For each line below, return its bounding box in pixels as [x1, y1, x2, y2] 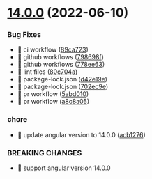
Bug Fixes [7, 30, 42, 40]
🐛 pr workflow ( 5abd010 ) [17, 90, 89, 98]
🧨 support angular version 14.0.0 [17, 164, 111, 172]
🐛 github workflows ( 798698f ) [17, 53, 105, 61]
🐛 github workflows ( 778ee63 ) [17, 61, 105, 69]
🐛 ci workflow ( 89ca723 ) [17, 45, 89, 54]
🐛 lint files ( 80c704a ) [17, 68, 78, 76]
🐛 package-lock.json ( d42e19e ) [17, 75, 108, 84]
